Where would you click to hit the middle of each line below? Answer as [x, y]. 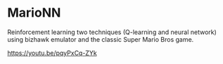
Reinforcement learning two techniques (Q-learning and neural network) [112, 32]
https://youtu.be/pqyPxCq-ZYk [52, 53]
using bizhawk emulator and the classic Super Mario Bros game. [101, 39]
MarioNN [34, 13]
